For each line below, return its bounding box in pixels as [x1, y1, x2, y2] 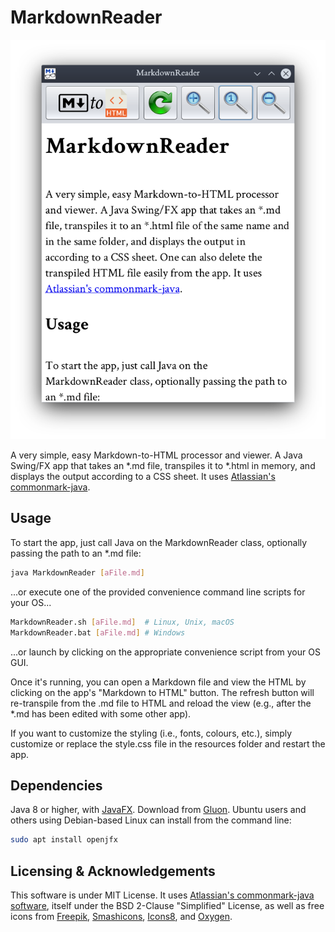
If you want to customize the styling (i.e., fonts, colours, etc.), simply [10, 727, 293, 739]
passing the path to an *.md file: [10, 547, 142, 559]
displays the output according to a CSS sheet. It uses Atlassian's [10, 471, 276, 483]
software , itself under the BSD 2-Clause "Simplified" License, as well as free [10, 900, 325, 912]
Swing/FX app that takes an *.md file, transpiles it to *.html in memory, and [10, 460, 316, 472]
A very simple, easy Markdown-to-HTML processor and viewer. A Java [10, 449, 303, 461]
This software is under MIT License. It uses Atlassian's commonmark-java [10, 889, 315, 901]
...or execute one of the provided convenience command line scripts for [10, 586, 306, 598]
